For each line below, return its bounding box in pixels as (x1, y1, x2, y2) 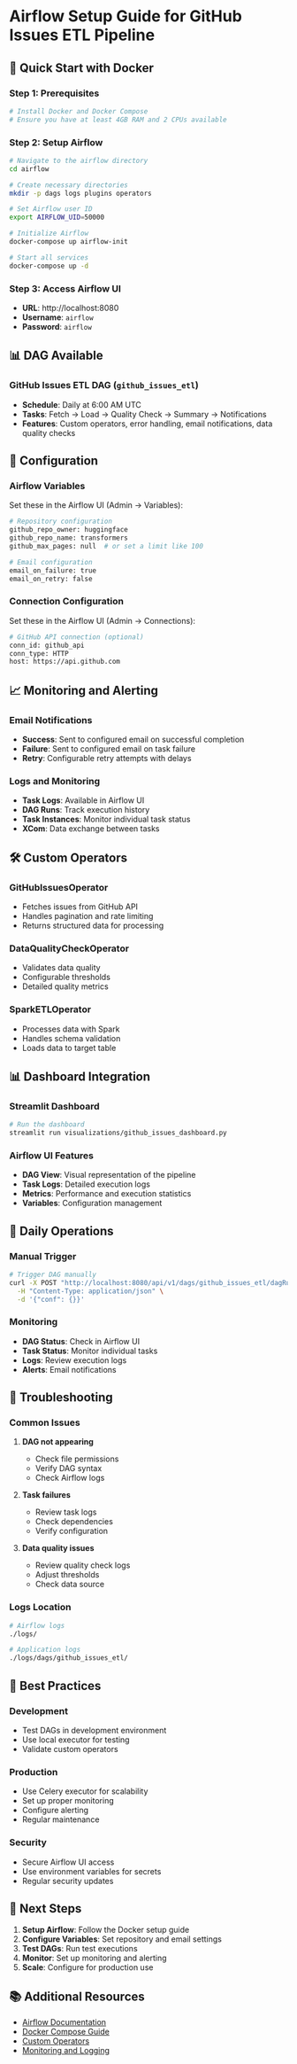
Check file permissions (34, 1453, 119, 1464)
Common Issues (9, 1416, 81, 1429)
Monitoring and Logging (21, 2045, 110, 2056)
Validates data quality (21, 962, 101, 973)
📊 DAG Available (9, 348, 103, 363)
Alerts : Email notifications (21, 1364, 117, 1375)
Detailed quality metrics (21, 981, 109, 992)
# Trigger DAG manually (9, 1270, 97, 1279)
